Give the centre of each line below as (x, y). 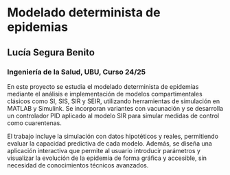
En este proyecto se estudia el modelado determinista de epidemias (103, 86)
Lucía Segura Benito (51, 52)
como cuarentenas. (34, 123)
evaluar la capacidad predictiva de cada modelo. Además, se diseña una (110, 143)
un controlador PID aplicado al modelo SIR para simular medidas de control (113, 116)
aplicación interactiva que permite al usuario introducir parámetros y (104, 150)
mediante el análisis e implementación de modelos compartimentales (105, 94)
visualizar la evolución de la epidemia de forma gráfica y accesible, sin (107, 158)
